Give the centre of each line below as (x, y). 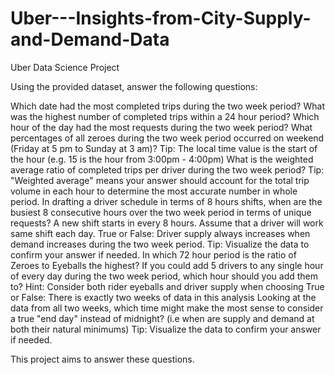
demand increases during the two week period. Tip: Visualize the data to (160, 244)
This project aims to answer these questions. (102, 359)
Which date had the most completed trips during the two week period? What (167, 106)
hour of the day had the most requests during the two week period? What (161, 127)
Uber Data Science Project (65, 67)
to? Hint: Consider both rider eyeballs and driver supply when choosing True (167, 286)
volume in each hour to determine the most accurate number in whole (154, 191)
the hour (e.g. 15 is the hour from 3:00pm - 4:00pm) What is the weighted (162, 159)
